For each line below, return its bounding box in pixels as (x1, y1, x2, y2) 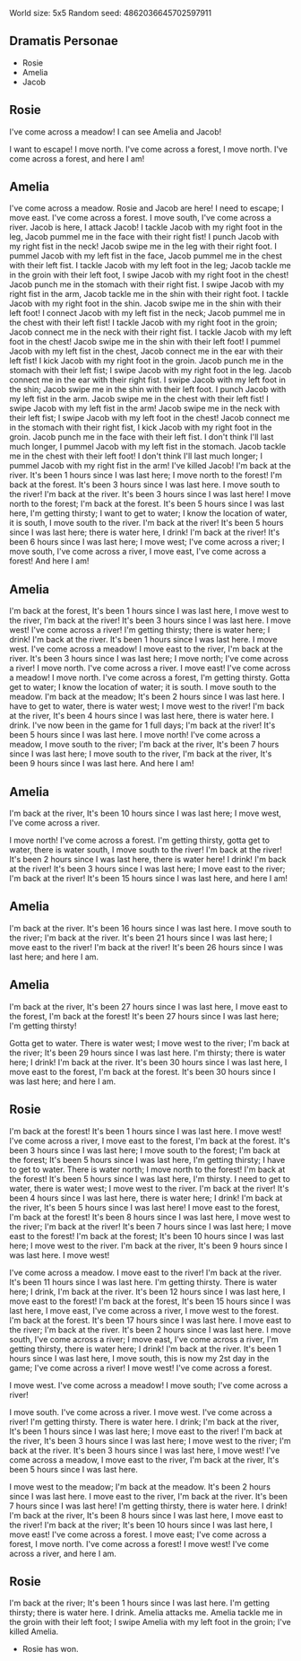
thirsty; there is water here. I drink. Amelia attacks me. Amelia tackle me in (9, 1607, 283, 1618)
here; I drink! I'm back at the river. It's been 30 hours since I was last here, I (9, 1056, 288, 1067)
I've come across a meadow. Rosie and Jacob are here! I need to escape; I (9, 203, 284, 214)
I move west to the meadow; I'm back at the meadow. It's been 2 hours (9, 1481, 271, 1492)
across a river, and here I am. (9, 1548, 116, 1559)
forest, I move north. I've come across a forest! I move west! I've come (9, 1538, 270, 1549)
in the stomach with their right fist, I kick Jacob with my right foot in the (9, 422, 272, 433)
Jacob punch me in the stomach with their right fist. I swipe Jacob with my (9, 279, 285, 290)
